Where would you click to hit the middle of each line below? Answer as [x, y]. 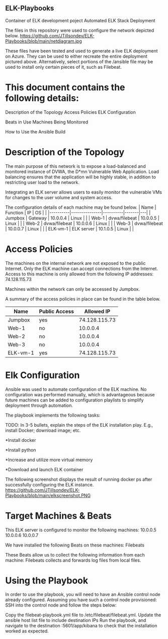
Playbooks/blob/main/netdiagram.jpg [44, 41]
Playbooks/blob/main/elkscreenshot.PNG [48, 495]
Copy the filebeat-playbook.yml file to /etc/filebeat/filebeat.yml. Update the [83, 615]
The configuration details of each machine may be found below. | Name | [81, 207]
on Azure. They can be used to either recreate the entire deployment [76, 56]
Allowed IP [97, 311]
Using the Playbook [47, 580]
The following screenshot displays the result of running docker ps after [79, 479]
